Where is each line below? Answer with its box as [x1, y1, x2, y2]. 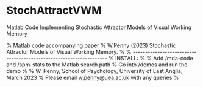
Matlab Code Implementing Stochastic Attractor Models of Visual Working [6, 24, 192, 31]
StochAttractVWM [6, 4, 102, 18]
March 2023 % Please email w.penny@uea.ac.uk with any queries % [6, 74, 179, 81]
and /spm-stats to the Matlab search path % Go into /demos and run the [6, 61, 188, 68]
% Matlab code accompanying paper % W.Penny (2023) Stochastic [6, 42, 176, 49]
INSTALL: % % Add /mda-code [115, 54, 193, 62]
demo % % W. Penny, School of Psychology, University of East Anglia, [6, 67, 183, 74]
